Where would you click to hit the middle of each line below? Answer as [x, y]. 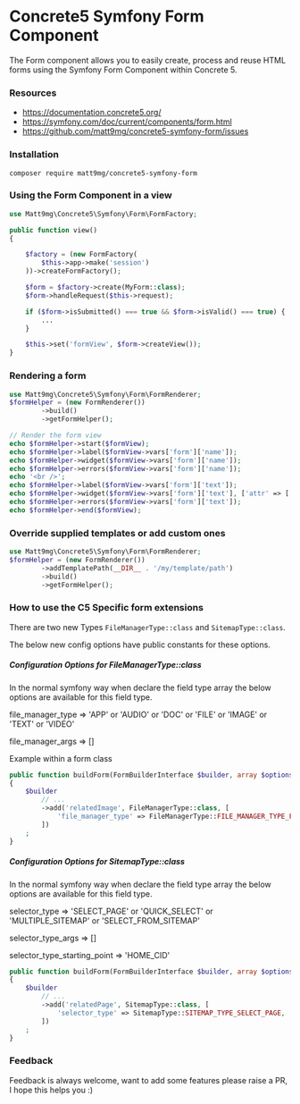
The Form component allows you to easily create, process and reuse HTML [148, 60]
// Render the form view [55, 435]
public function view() [54, 230]
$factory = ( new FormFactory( [82, 255]
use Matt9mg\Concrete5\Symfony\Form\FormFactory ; [104, 214]
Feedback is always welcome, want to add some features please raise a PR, [149, 1080]
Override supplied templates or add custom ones [117, 533]
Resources [33, 93]
